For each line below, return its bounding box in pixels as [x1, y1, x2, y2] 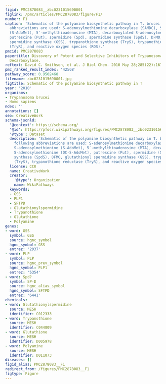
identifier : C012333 [9, 311, 52, 316]
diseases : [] [5, 357, 32, 362]
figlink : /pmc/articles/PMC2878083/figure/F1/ [5, 12, 103, 17]
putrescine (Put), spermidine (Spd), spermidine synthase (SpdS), [9, 35, 149, 40]
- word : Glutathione [5, 330, 48, 335]
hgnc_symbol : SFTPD [9, 288, 50, 293]
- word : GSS [5, 228, 30, 233]
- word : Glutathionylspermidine [5, 302, 72, 307]
